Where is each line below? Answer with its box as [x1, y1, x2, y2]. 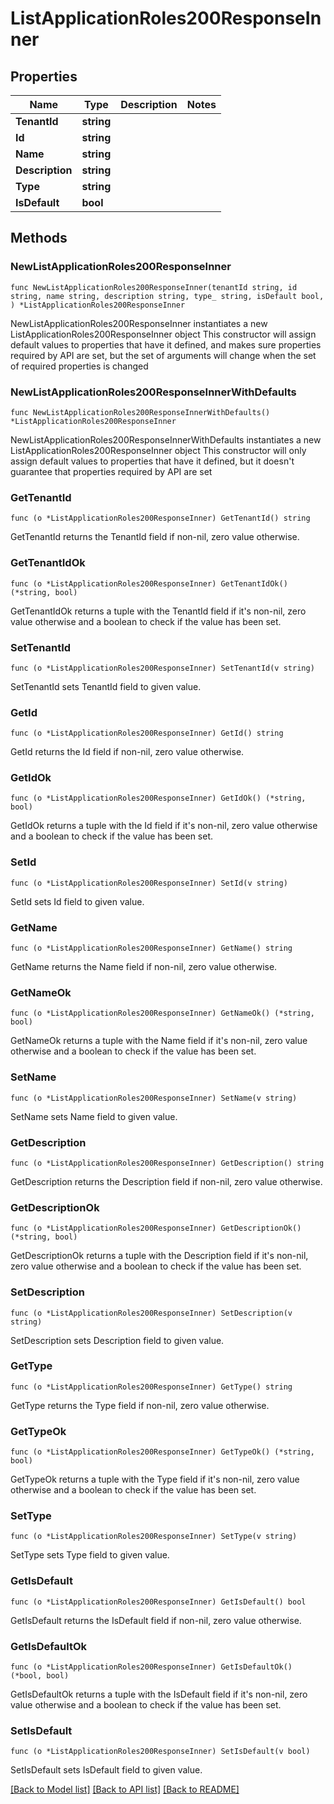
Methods [10, 230, 68, 247]
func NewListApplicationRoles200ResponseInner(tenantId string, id [10, 282, 298, 292]
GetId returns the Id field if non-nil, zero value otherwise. [10, 746, 245, 758]
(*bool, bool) [10, 1671, 70, 1681]
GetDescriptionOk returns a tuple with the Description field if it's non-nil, [10, 1250, 309, 1262]
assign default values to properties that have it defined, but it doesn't [10, 455, 295, 467]
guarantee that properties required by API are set [10, 465, 213, 477]
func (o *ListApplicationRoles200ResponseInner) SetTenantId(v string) [10, 663, 315, 673]
